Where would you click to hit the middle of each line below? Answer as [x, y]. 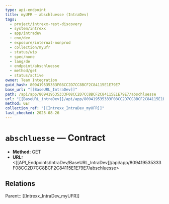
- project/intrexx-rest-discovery [46, 24]
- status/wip [23, 52]
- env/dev [20, 38]
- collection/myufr [30, 47]
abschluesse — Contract [55, 138]
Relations [20, 184]
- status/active [27, 76]
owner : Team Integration [31, 80]
